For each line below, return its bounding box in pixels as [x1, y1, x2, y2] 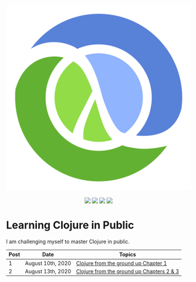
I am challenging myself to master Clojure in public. [6, 238, 130, 245]
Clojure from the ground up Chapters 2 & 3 [76, 267, 180, 275]
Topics [119, 251, 136, 258]
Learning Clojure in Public [6, 218, 134, 232]
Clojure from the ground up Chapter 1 [76, 260, 167, 267]
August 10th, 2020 [25, 260, 72, 267]
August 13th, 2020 [25, 267, 72, 275]
